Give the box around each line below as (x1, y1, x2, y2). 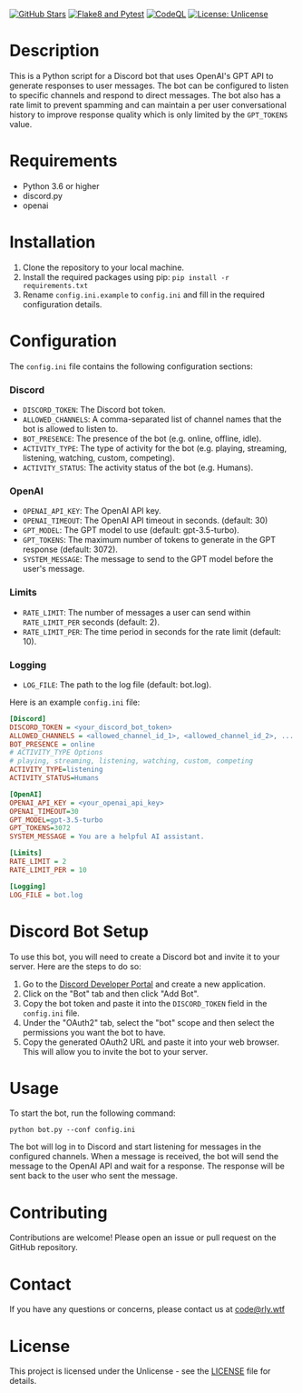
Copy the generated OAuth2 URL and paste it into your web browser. (22, 1037, 279, 1047)
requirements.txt (22, 281, 89, 290)
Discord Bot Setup (9, 921, 150, 941)
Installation (9, 232, 96, 253)
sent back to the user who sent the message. (9, 1170, 179, 1181)
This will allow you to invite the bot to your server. (22, 1046, 209, 1057)
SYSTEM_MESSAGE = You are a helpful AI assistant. (9, 832, 205, 841)
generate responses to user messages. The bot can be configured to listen (9, 80, 288, 91)
